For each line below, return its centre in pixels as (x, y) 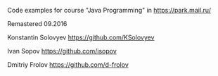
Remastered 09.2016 (37, 24)
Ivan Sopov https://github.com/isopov (62, 51)
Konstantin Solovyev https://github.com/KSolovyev (81, 37)
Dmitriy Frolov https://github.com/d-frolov (68, 65)
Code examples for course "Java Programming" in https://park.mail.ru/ (109, 10)
